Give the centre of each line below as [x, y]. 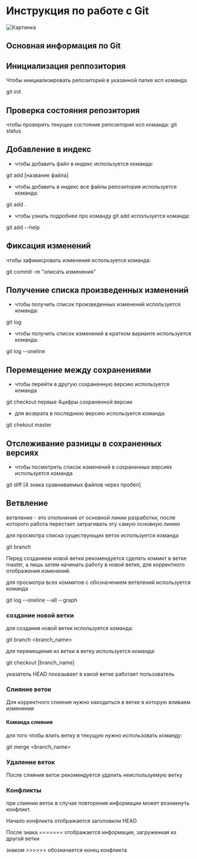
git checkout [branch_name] [40, 663]
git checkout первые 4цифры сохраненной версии [69, 402]
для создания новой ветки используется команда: [70, 628]
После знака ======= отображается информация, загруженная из [91, 832]
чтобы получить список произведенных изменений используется [98, 304]
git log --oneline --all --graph [42, 600]
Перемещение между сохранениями [79, 370]
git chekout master [29, 425]
